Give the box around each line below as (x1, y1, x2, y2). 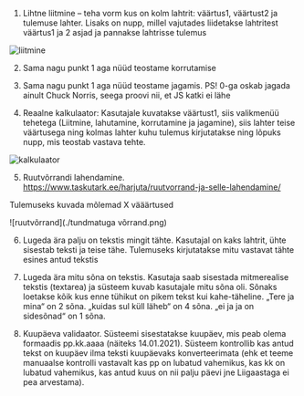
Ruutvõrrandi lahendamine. (22, 172, 125, 182)
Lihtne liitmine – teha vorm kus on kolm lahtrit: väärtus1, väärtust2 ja (22, 8, 278, 18)
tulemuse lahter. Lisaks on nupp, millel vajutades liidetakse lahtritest (22, 17, 278, 28)
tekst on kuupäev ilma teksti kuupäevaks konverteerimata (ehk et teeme (22, 348, 294, 359)
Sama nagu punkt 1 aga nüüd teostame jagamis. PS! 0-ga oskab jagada (22, 80, 290, 90)
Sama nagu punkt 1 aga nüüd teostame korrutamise (22, 63, 216, 73)
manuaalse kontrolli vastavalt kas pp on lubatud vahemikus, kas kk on (22, 358, 286, 368)
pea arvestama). (22, 377, 85, 387)
